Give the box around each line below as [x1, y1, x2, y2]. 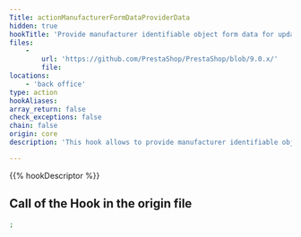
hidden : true [9, 21, 58, 30]
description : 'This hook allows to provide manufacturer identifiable [9, 138, 279, 147]
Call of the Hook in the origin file [9, 196, 193, 211]
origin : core [9, 130, 58, 139]
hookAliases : [9, 96, 58, 106]
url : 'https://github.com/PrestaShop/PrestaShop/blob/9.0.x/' [41, 55, 279, 63]
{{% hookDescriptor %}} [9, 170, 100, 181]
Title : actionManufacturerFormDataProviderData [9, 13, 191, 22]
